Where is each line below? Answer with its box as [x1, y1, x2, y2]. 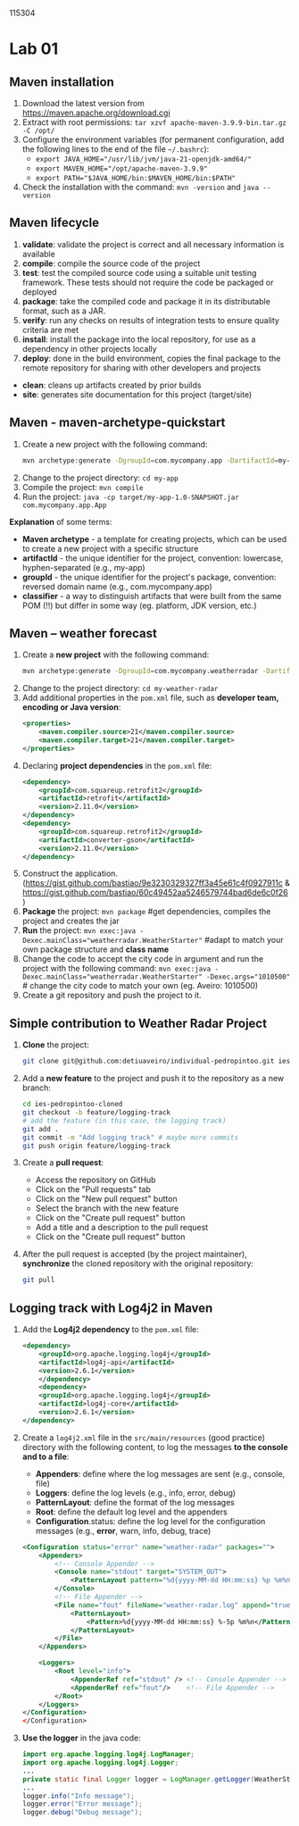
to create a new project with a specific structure [21, 543, 199, 554]
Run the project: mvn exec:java [21, 925, 137, 936]
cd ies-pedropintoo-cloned [21, 1100, 123, 1109]
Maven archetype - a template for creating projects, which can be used [21, 533, 287, 544]
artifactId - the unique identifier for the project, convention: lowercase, [21, 553, 284, 563]
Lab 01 [9, 39, 59, 59]
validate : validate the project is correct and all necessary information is [21, 238, 285, 249]
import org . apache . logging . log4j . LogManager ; [21, 1750, 195, 1759]
